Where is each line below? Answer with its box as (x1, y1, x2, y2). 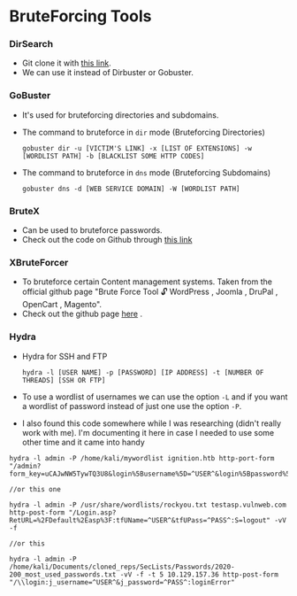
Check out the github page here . (21, 308, 143, 320)
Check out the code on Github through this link (21, 235, 193, 245)
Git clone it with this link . (21, 58, 112, 68)
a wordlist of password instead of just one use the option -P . (21, 400, 242, 411)
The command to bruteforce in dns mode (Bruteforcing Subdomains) (21, 166, 271, 178)
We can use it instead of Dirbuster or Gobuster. (21, 67, 194, 78)
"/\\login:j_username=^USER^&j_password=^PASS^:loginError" (9, 577, 236, 586)
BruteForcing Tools (9, 6, 152, 27)
